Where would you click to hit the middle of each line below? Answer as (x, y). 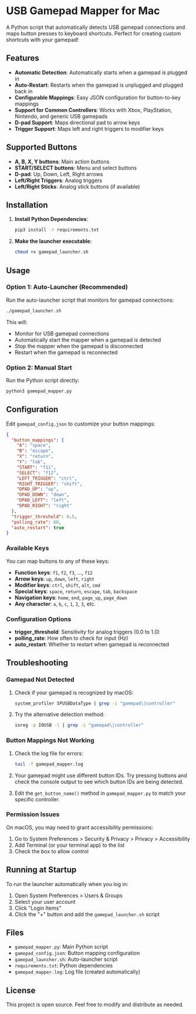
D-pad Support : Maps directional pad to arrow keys (77, 123)
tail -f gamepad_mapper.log (49, 764)
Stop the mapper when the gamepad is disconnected (79, 346)
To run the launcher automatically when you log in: (67, 884)
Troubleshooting (37, 663)
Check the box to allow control (52, 851)
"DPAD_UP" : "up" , (38, 489)
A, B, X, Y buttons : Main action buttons (62, 161)
